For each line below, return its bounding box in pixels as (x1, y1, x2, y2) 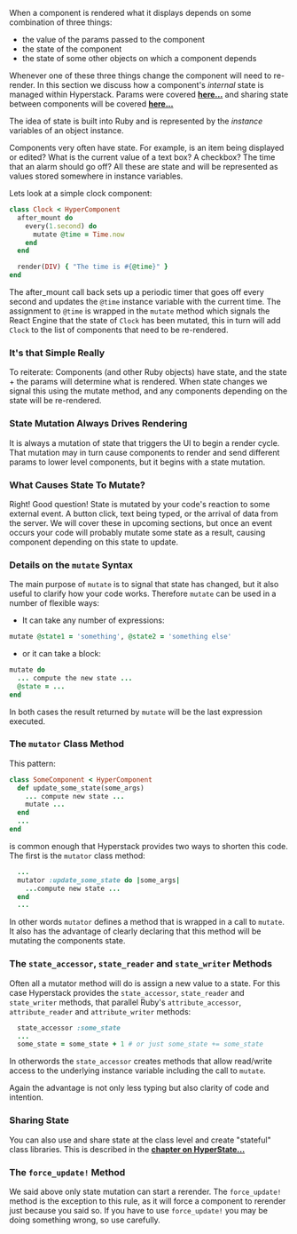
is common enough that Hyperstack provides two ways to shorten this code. (9, 840, 288, 851)
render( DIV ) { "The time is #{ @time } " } (17, 262, 168, 272)
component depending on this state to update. (9, 537, 179, 547)
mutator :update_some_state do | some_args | (17, 875, 180, 885)
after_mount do (17, 213, 74, 222)
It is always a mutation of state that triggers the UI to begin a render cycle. (9, 437, 280, 448)
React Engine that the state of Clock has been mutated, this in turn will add (9, 315, 281, 325)
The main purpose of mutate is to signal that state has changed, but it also (9, 579, 279, 590)
